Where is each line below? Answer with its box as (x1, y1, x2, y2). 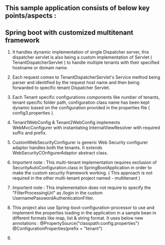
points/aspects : (5, 12, 57, 20)
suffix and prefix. (12, 130, 47, 136)
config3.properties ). (12, 110, 54, 116)
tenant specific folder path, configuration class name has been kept (12, 99, 150, 105)
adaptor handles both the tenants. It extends (12, 145, 102, 151)
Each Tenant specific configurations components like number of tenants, (12, 94, 160, 100)
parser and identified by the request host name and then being (12, 80, 139, 86)
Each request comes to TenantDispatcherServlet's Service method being (12, 74, 161, 80)
